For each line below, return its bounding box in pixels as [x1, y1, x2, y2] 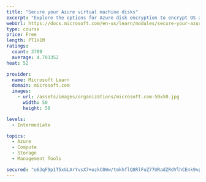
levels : [6, 116, 26, 122]
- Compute [12, 144, 37, 150]
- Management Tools [12, 156, 62, 162]
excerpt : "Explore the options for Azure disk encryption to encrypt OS [6, 15, 196, 21]
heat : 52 [6, 60, 29, 66]
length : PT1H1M [6, 37, 45, 43]
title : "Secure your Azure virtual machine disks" [6, 9, 139, 15]
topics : [6, 133, 26, 139]
